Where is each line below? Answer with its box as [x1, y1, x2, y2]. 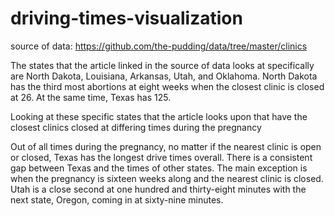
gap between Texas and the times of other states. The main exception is [10, 162, 308, 174]
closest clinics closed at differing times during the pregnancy [10, 121, 262, 133]
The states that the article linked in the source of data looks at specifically [10, 59, 315, 71]
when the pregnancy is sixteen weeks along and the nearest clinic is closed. [10, 172, 324, 184]
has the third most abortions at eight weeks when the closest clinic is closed [10, 80, 325, 92]
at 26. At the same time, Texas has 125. [10, 91, 172, 103]
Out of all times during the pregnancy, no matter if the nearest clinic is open [10, 140, 322, 152]
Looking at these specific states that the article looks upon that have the [10, 110, 308, 122]
